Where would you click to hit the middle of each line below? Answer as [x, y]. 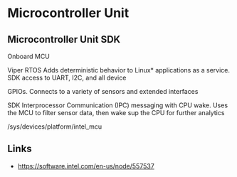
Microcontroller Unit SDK [64, 39]
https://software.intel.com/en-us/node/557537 [86, 166]
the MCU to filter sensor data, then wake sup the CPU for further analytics [116, 113]
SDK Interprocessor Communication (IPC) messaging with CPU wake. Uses [118, 105]
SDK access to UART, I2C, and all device [67, 77]
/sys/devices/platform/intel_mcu [55, 127]
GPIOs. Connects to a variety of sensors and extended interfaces [103, 91]
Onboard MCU [28, 56]
